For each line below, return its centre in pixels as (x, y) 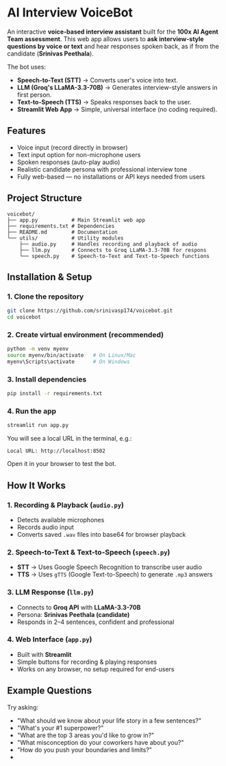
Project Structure (45, 198)
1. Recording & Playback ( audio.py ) (66, 504)
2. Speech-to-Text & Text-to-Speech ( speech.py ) (89, 552)
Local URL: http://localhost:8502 (56, 451)
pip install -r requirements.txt (55, 394)
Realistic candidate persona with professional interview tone (102, 169)
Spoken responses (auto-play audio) (68, 162)
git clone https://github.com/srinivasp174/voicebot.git (90, 311)
